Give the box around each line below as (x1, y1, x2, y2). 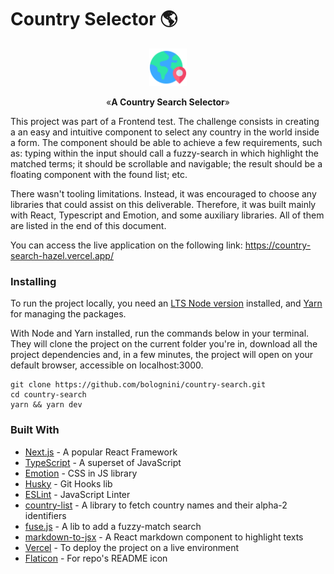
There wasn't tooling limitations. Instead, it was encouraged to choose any (10, 187, 317, 200)
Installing (10, 274, 57, 288)
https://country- (244, 239, 312, 251)
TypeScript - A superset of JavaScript (24, 456, 182, 468)
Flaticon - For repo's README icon (24, 552, 168, 564)
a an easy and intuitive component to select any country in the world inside (10, 126, 320, 138)
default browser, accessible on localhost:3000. (10, 359, 204, 371)
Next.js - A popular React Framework (24, 446, 178, 458)
